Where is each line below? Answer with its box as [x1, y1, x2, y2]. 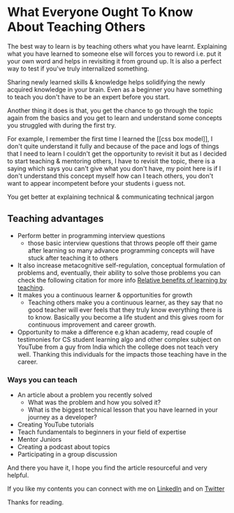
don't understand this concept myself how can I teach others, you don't [7, 172, 214, 180]
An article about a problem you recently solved [17, 391, 152, 399]
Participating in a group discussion [17, 450, 117, 459]
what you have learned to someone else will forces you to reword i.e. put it [7, 50, 221, 58]
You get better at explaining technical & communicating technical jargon [7, 193, 214, 201]
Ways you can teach [7, 375, 78, 385]
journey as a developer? [27, 413, 98, 422]
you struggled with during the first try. [7, 121, 117, 129]
